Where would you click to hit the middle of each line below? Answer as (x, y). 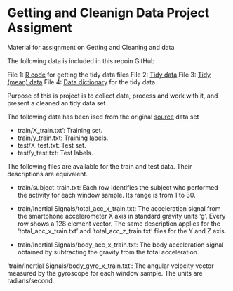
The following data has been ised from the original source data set (103, 117)
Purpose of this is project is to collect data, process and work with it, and (113, 96)
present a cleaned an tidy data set (56, 103)
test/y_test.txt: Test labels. (55, 153)
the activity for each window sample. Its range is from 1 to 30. (107, 195)
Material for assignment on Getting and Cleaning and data (91, 47)
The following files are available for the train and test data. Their (100, 166)
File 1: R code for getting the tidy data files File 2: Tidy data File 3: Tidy (109, 75)
